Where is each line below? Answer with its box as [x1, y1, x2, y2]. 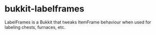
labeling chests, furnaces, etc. [4, 24, 66, 30]
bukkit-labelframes [4, 3, 85, 14]
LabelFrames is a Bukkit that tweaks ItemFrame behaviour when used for [4, 19, 152, 25]
